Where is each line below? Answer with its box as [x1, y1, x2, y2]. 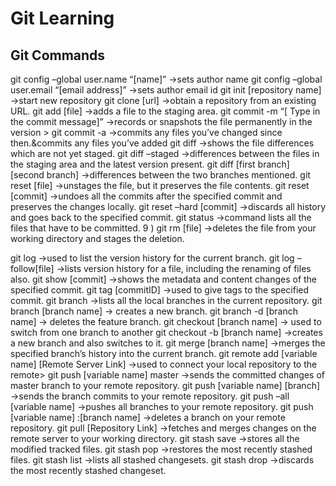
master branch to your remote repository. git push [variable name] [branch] [10, 380, 321, 391]
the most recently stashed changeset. [10, 465, 167, 476]
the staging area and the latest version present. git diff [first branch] [10, 158, 290, 170]
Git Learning [10, 7, 115, 30]
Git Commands [10, 47, 106, 64]
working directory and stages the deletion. [10, 233, 185, 244]
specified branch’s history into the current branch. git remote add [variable [10, 348, 318, 359]
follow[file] [10, 263, 55, 274]
